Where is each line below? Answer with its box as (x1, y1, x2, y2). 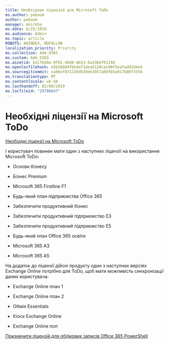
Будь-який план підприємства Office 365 (12, 193, 103, 200)
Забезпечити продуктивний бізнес (12, 203, 88, 209)
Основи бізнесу (12, 163, 47, 169)
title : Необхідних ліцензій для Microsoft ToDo (5, 7, 109, 13)
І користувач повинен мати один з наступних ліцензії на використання (5, 148, 160, 154)
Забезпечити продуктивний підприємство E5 (12, 223, 111, 229)
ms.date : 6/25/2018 (5, 27, 47, 32)
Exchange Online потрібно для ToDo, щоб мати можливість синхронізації (5, 268, 164, 274)
